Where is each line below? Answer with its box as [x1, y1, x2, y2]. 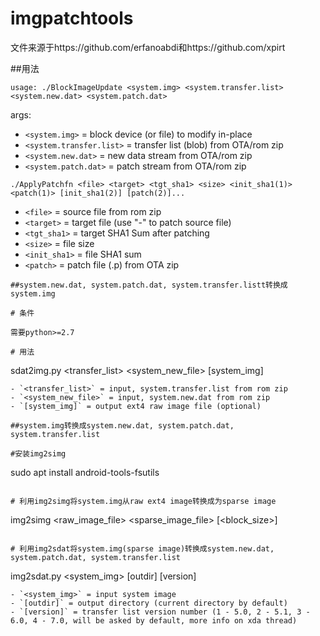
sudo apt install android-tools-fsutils [10, 466, 160, 478]
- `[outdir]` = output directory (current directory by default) [10, 598, 288, 608]
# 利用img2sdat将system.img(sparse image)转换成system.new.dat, [10, 543, 275, 554]
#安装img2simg [10, 448, 67, 459]
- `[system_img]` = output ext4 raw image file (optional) [10, 401, 262, 411]
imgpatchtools [10, 7, 134, 30]
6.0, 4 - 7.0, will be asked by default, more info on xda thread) [10, 615, 298, 626]
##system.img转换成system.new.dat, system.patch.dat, [10, 420, 235, 431]
